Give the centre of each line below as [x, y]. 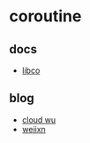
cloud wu [39, 119]
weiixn [34, 129]
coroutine [45, 16]
